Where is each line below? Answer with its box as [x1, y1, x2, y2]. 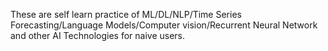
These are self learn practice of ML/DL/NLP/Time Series [10, 9, 242, 20]
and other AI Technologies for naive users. [10, 30, 186, 41]
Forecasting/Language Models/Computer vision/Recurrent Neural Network [10, 19, 318, 31]
